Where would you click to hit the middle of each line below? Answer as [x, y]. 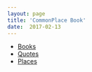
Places [27, 62]
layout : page [26, 14]
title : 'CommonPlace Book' [47, 20]
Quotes [28, 54]
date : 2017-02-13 [34, 27]
